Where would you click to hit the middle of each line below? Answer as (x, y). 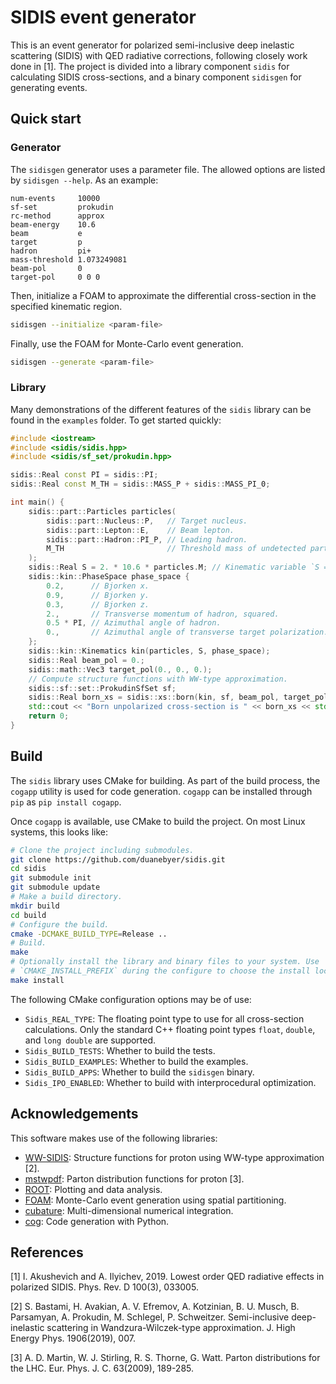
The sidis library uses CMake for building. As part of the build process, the (165, 780)
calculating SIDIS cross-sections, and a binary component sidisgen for (156, 77)
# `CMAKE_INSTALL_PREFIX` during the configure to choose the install (160, 971)
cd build (28, 915)
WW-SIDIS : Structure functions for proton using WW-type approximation (174, 1157)
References (47, 1252)
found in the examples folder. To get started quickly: (116, 420)
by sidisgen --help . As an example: (84, 180)
